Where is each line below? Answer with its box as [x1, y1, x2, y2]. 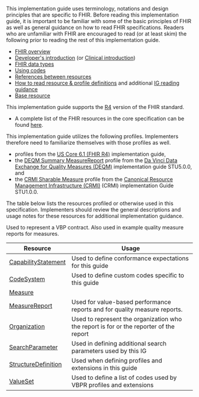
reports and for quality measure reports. [71, 305, 183, 313]
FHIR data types [14, 60, 54, 68]
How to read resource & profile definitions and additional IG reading [14, 79, 179, 87]
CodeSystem [9, 275, 46, 283]
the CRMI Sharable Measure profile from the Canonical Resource [14, 176, 174, 183]
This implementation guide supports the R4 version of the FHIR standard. [6, 104, 185, 110]
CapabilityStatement [9, 258, 66, 266]
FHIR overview [14, 48, 51, 55]
